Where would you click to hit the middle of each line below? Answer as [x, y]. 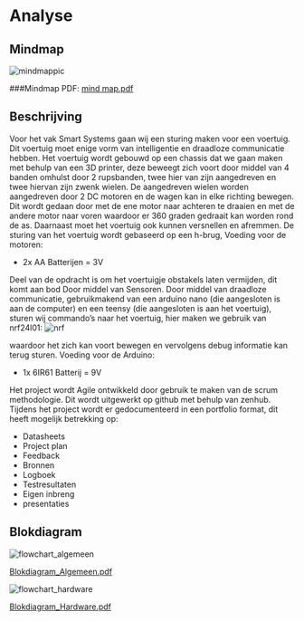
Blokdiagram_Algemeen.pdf [61, 571]
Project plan [45, 445]
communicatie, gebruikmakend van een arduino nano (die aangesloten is [145, 299]
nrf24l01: [26, 328]
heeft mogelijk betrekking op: [64, 418]
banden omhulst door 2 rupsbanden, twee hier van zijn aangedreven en [143, 177]
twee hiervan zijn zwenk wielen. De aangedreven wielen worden [129, 186]
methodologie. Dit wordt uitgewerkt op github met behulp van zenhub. [140, 399]
